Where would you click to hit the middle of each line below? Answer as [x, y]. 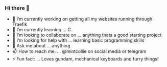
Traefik [20, 24]
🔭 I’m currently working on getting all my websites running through [82, 19]
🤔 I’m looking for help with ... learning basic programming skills [78, 40]
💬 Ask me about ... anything [41, 46]
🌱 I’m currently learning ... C [42, 30]
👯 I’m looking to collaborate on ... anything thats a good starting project [87, 35]
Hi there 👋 [17, 8]
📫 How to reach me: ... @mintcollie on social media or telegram [79, 51]
